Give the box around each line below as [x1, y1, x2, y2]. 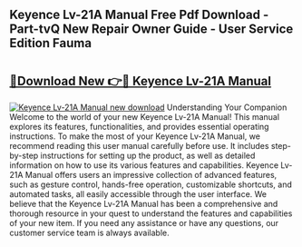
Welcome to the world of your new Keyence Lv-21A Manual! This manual [9, 112, 279, 122]
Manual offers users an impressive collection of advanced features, [24, 170, 278, 180]
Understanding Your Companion [166, 102, 287, 113]
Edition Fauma [9, 35, 93, 51]
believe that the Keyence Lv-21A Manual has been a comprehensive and [9, 199, 278, 209]
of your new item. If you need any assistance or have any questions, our [9, 218, 279, 228]
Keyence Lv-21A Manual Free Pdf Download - [9, 7, 269, 23]
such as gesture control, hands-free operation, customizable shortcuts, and [9, 179, 292, 190]
